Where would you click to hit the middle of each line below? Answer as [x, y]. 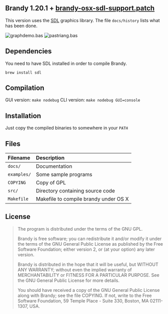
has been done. [21, 26]
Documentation [54, 166]
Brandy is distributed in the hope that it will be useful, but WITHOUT [88, 264]
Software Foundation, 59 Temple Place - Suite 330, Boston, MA [83, 300]
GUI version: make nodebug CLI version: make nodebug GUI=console [73, 100]
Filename [19, 158]
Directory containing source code [75, 191]
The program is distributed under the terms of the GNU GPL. [80, 229]
